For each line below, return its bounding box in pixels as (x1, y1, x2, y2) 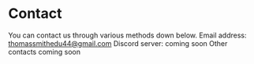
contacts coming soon (8, 47, 81, 56)
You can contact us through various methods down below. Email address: (8, 30, 247, 40)
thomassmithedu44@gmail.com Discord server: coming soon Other (8, 38, 228, 48)
